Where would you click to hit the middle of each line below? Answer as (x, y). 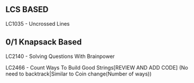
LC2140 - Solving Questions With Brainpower (60, 56)
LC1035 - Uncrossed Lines (38, 23)
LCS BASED (27, 10)
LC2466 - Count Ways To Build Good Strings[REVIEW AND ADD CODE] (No (97, 67)
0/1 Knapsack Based (44, 42)
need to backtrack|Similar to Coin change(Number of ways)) (79, 74)
